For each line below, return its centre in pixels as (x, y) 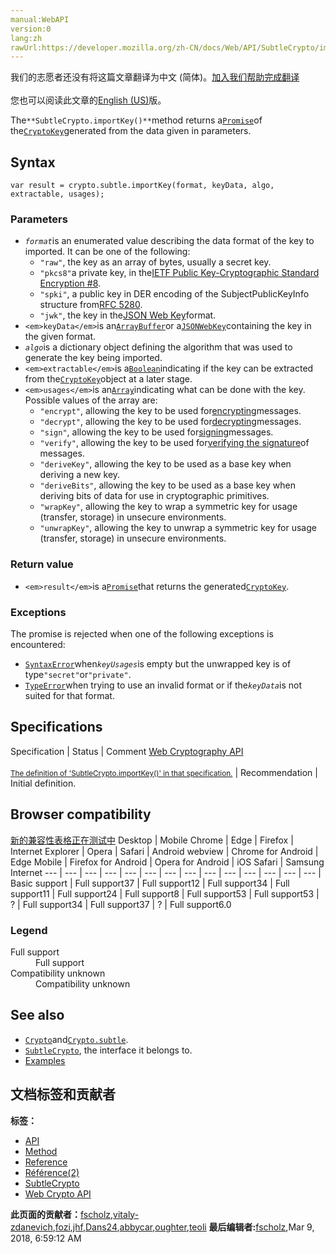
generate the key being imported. (93, 358)
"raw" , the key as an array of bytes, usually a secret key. (155, 262)
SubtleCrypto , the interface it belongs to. (108, 1050)
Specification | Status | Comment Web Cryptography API (127, 751)
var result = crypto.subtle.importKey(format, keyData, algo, (142, 186)
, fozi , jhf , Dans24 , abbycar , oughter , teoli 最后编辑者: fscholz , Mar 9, (183, 1227)
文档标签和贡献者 (63, 1094)
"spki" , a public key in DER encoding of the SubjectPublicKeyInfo (174, 294)
